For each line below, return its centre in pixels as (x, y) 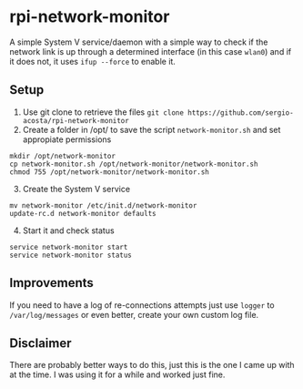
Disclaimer (40, 343)
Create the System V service (76, 189)
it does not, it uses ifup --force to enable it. (92, 61)
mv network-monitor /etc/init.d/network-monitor (103, 205)
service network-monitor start (69, 247)
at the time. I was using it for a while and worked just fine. (117, 374)
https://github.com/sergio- (241, 113)
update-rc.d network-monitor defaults (83, 213)
